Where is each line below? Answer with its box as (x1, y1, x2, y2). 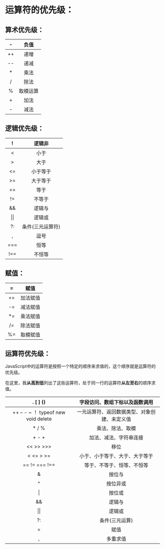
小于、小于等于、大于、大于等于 (79, 453, 154, 460)
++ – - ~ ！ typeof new (12, 409, 66, 416)
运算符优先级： (5, 350, 51, 358)
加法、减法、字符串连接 (89, 434, 144, 441)
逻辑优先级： (5, 124, 44, 133)
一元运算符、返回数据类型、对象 (77, 409, 151, 415)
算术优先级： (5, 26, 44, 34)
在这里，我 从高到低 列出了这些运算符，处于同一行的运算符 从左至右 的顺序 (5, 380, 151, 386)
